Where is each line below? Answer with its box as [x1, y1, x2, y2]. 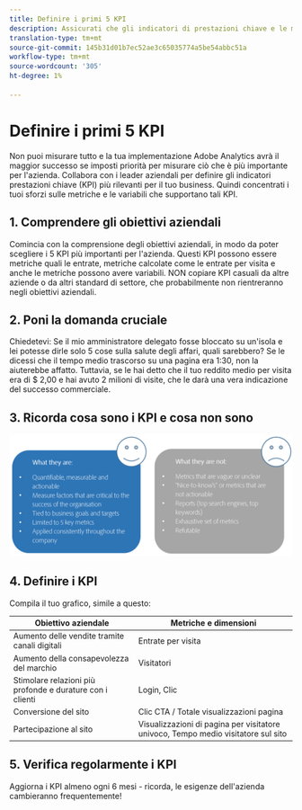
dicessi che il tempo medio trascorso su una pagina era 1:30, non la [9, 355, 259, 366]
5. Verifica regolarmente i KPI [9, 757, 177, 772]
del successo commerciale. [9, 384, 111, 395]
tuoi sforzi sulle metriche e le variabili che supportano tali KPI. [9, 189, 238, 200]
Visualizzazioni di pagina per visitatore [138, 719, 280, 730]
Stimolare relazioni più [13, 674, 96, 685]
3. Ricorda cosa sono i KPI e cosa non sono [9, 410, 253, 425]
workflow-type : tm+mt [9, 52, 91, 62]
